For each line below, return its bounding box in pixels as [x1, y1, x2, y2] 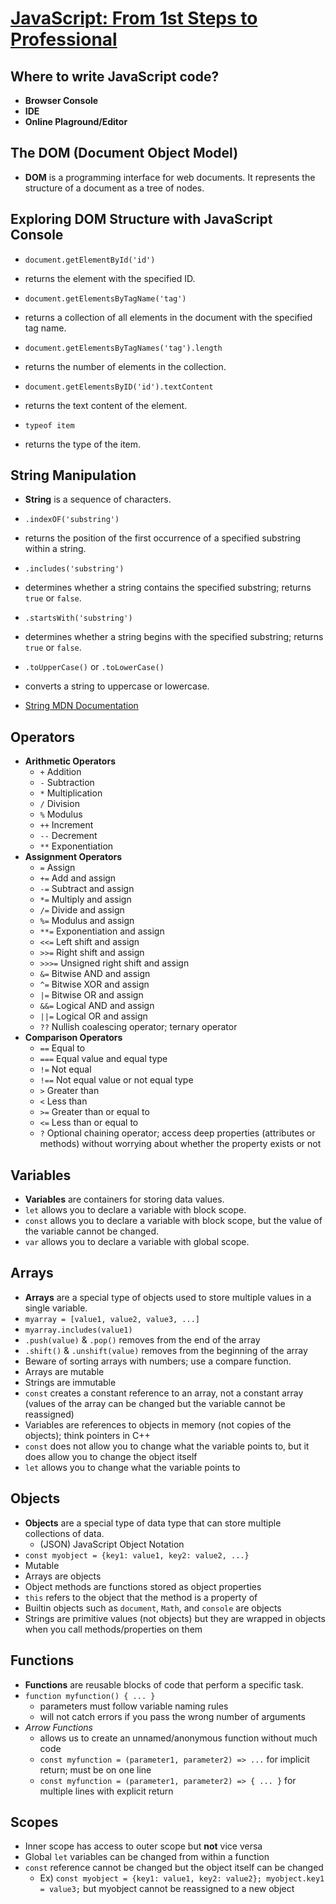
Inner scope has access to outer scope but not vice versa [24, 1840, 263, 1852]
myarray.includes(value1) [24, 1325, 133, 1335]
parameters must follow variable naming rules [39, 1700, 229, 1712]
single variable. [24, 1302, 88, 1314]
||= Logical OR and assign [39, 1010, 148, 1022]
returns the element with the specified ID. [24, 272, 196, 284]
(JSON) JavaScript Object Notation [39, 1538, 185, 1550]
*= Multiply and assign [39, 893, 132, 906]
